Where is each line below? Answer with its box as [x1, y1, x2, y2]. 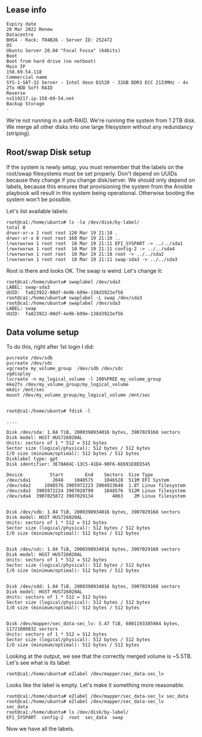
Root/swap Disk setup [6, 147, 92, 157]
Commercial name [6, 74, 47, 80]
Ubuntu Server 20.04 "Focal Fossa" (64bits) [6, 47, 121, 53]
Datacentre [6, 32, 34, 38]
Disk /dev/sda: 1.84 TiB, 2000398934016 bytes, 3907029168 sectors [6, 430, 181, 436]
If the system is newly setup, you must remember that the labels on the [6, 163, 184, 171]
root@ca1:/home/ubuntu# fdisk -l [6, 408, 91, 414]
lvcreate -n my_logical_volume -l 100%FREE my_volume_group [6, 376, 162, 382]
